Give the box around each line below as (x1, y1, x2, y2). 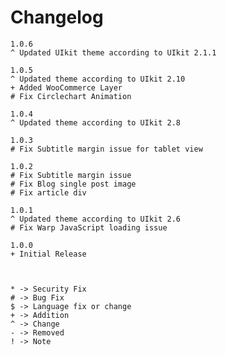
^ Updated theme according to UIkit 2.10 (10, 74, 186, 84)
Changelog (10, 6, 104, 29)
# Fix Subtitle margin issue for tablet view (10, 144, 203, 154)
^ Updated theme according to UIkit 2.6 (10, 214, 182, 224)
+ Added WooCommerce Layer (10, 82, 123, 93)
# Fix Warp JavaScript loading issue (10, 222, 168, 233)
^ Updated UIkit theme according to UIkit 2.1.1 (10, 47, 217, 58)
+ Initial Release (10, 249, 87, 259)
